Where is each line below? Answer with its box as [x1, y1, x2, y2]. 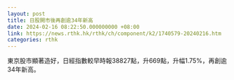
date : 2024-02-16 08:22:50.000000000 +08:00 [7, 23, 140, 30]
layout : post [7, 10, 46, 18]
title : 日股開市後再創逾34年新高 [7, 17, 93, 24]
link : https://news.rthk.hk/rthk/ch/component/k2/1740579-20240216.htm [7, 29, 221, 37]
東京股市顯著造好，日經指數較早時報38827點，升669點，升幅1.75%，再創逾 [7, 57, 227, 65]
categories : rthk [7, 36, 58, 44]
